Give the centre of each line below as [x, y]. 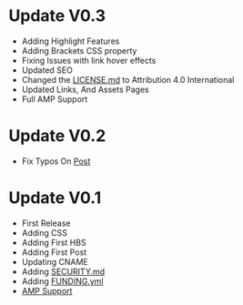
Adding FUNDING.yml [62, 281]
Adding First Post [54, 252]
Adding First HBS [54, 242]
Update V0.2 [57, 136]
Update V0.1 [55, 198]
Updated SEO [47, 70]
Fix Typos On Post [56, 161]
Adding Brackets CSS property [79, 50]
